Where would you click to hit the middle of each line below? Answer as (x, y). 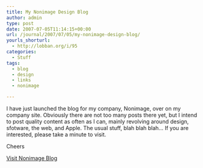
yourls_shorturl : (28, 40)
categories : (21, 52)
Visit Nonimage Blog (32, 158)
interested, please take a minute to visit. (56, 134)
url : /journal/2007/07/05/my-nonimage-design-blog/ (73, 35)
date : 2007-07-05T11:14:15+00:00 (49, 29)
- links (22, 80)
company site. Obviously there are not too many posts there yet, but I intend (102, 115)
